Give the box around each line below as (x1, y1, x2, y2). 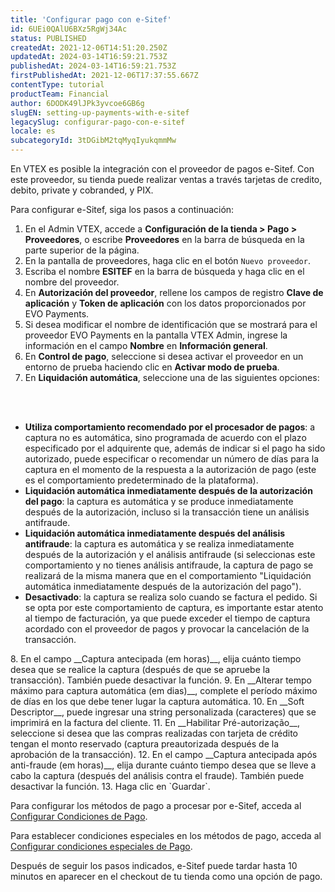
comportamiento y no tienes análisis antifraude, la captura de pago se (24, 559, 314, 571)
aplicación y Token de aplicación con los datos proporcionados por (24, 297, 307, 309)
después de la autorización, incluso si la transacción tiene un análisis (24, 506, 310, 518)
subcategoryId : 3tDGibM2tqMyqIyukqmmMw (10, 136, 177, 146)
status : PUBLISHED (10, 33, 87, 43)
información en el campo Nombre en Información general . (24, 340, 268, 351)
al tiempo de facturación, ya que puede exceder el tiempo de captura (24, 612, 311, 624)
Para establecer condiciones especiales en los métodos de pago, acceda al (10, 830, 322, 841)
